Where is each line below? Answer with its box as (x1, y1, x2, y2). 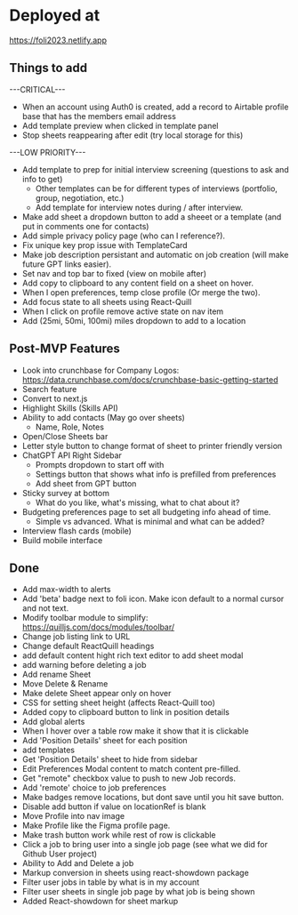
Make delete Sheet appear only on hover (21, 688, 172, 699)
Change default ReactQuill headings (21, 641, 155, 652)
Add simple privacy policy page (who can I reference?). (21, 230, 225, 241)
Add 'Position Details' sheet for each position (21, 735, 189, 746)
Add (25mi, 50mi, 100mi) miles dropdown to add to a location (21, 315, 246, 325)
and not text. (21, 603, 69, 614)
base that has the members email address (21, 110, 176, 121)
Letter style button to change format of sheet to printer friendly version (21, 440, 283, 451)
